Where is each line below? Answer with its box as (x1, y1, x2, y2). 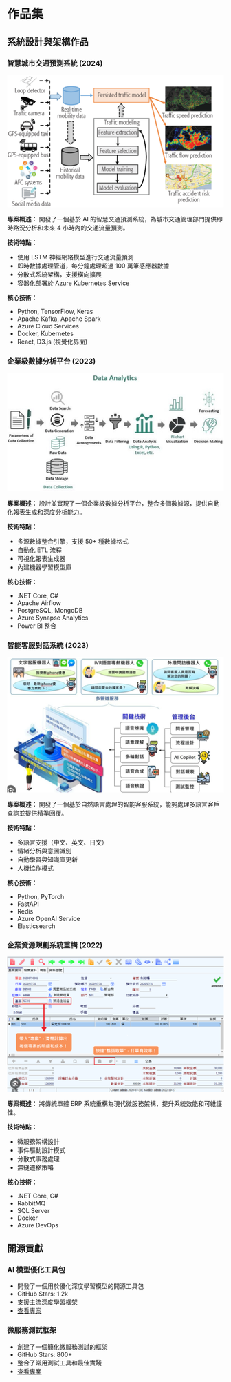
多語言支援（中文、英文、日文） (16, 838, 108, 846)
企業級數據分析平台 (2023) (7, 356, 96, 366)
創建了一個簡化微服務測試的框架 (16, 1343, 108, 1351)
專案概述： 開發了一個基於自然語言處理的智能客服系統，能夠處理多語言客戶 (7, 800, 220, 808)
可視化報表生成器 (16, 554, 66, 562)
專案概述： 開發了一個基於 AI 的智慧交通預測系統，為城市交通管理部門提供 (7, 215, 217, 223)
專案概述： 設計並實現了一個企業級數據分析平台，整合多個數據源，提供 (7, 499, 208, 507)
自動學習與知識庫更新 (16, 855, 78, 863)
